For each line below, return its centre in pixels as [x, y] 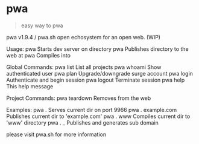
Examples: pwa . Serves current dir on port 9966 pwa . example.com [92, 110]
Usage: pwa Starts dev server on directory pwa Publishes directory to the [97, 49]
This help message [30, 86]
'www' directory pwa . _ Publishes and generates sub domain [82, 122]
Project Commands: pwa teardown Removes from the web [79, 98]
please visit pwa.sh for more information [56, 134]
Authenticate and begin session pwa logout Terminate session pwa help [96, 80]
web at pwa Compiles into [39, 55]
